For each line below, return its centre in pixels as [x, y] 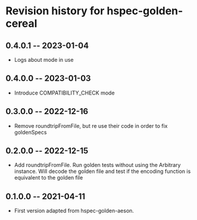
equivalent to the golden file [49, 178]
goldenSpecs [30, 132]
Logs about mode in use [44, 60]
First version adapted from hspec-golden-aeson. [74, 211]
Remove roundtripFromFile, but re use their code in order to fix [91, 125]
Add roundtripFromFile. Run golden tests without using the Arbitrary [97, 165]
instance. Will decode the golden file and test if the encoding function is [102, 171]
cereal [21, 23]
